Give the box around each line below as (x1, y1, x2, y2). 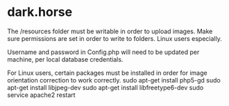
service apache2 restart (7, 91, 76, 99)
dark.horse (7, 4, 73, 20)
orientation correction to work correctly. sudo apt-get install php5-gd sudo (7, 76, 221, 84)
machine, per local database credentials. (7, 55, 124, 63)
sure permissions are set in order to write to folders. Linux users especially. (7, 34, 222, 42)
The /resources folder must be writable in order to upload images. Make (7, 27, 213, 35)
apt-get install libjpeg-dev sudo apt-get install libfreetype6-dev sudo (7, 83, 204, 91)
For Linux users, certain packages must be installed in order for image (7, 69, 207, 77)
